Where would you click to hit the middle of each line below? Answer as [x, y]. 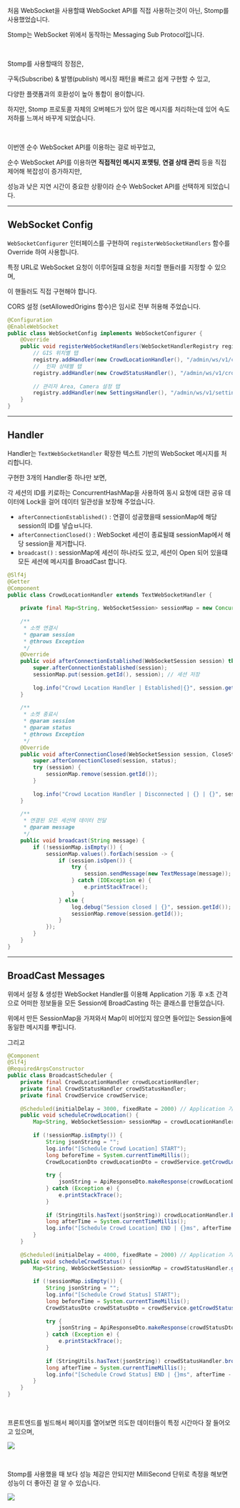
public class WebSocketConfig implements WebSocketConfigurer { [105, 333]
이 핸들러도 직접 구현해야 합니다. [52, 291]
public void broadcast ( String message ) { [82, 840]
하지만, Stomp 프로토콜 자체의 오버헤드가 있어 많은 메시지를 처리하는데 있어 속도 [119, 109]
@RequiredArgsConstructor [46, 1069]
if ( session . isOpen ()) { [95, 860]
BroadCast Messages [56, 976]
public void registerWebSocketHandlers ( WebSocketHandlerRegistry [120, 346]
